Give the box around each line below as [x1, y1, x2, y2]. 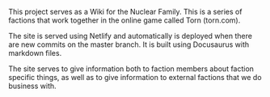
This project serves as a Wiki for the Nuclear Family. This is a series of [8, 7, 243, 16]
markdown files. [8, 48, 62, 57]
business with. [8, 81, 57, 91]
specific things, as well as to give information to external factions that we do [8, 73, 262, 82]
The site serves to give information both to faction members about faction [8, 64, 255, 74]
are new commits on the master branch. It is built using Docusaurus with [8, 40, 250, 49]
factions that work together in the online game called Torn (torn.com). [8, 15, 241, 25]
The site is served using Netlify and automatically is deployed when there [8, 32, 253, 40]
